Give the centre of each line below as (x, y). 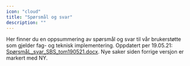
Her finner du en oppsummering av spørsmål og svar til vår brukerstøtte (94, 39)
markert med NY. (27, 58)
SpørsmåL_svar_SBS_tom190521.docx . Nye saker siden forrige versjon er (95, 52)
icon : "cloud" (24, 11)
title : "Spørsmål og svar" (39, 17)
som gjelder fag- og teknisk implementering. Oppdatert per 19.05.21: (89, 45)
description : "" (26, 22)
